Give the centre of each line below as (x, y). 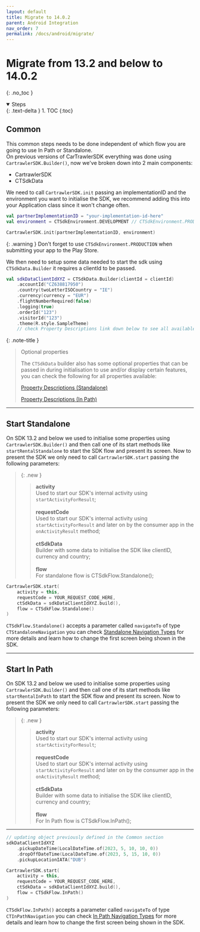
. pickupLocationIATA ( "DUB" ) (51, 860)
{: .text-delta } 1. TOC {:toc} (40, 111)
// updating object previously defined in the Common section (85, 838)
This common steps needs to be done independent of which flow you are (96, 143)
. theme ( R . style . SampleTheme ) (53, 323)
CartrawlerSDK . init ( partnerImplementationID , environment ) (81, 232)
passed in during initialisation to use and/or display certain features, (104, 370)
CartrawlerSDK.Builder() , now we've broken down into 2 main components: (99, 163)
